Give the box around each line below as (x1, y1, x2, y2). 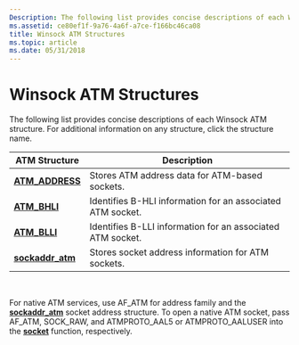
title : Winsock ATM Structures (9, 29, 125, 38)
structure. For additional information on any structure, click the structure (9, 124, 274, 135)
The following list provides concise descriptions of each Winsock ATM (9, 114, 267, 125)
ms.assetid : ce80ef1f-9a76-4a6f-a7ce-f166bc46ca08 (9, 21, 201, 30)
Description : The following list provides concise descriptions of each (9, 12, 285, 22)
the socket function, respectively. (9, 326, 133, 337)
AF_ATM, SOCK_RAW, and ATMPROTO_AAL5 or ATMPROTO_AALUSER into (9, 316, 284, 327)
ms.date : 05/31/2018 (9, 46, 86, 55)
